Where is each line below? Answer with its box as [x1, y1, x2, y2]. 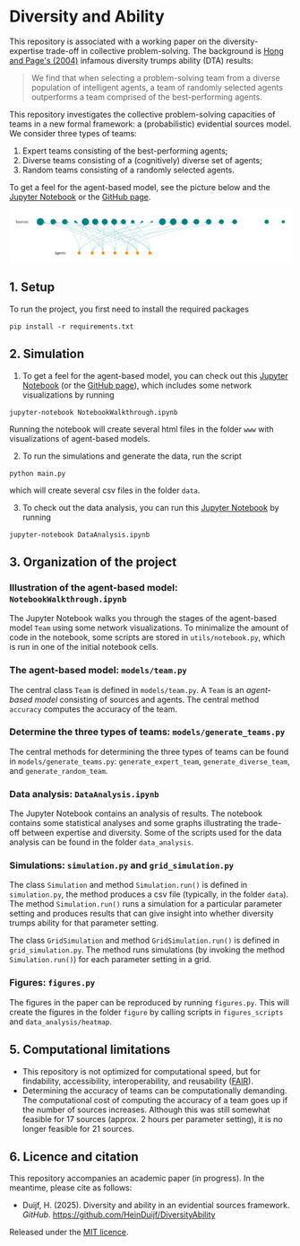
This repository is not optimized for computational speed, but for [21, 1066, 261, 1076]
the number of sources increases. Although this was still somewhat [21, 1104, 270, 1115]
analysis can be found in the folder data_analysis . [9, 837, 194, 847]
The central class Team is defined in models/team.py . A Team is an [9, 684, 244, 695]
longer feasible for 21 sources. [21, 1123, 134, 1134]
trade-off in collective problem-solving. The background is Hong [46, 45, 284, 56]
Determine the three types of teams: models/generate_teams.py [9, 725, 286, 738]
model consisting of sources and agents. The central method [34, 694, 260, 705]
